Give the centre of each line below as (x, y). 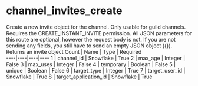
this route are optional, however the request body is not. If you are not (91, 39)
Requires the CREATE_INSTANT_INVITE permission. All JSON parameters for (99, 33)
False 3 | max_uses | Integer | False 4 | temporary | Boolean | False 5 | (91, 64)
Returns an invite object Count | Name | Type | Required (74, 51)
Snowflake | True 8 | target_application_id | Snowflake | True (79, 77)
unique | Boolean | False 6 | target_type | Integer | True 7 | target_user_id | (96, 70)
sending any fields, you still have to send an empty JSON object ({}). (89, 46)
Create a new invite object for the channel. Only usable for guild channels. (96, 27)
